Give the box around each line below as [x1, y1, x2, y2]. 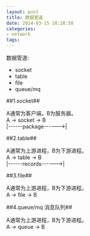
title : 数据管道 [6, 14, 43, 21]
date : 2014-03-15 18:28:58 [6, 20, 74, 26]
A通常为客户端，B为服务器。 [6, 110, 77, 116]
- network [6, 31, 31, 37]
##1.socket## [6, 97, 40, 104]
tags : [6, 37, 20, 43]
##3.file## [6, 172, 32, 179]
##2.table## [6, 135, 37, 142]
